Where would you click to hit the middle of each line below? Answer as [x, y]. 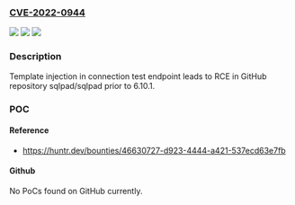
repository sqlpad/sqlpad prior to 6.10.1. [82, 85]
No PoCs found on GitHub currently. [76, 191]
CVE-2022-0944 [47, 13]
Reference [29, 130]
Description [36, 57]
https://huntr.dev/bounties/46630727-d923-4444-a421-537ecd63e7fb [154, 150]
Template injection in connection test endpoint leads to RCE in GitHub [138, 76]
